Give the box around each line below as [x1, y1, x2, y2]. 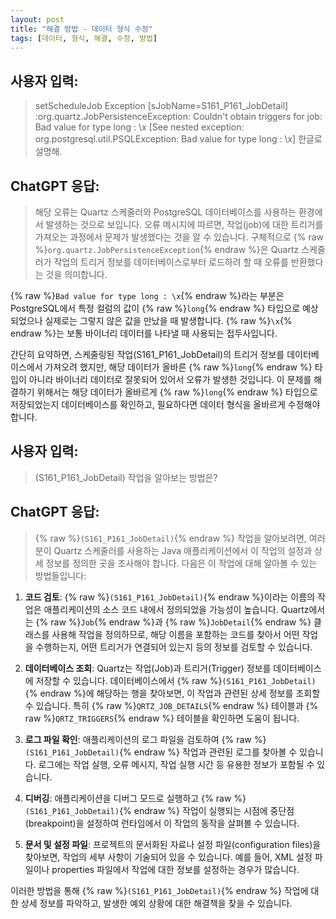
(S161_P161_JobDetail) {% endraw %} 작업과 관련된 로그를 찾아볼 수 [24, 746, 298, 758]
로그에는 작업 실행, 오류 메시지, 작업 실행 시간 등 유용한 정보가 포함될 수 [38, 758, 315, 770]
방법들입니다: [34, 569, 87, 581]
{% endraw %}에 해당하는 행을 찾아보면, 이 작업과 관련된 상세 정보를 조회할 [24, 687, 321, 699]
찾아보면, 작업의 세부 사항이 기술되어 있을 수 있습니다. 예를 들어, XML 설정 [24, 851, 313, 863]
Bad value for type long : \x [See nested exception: [34, 121, 245, 133]
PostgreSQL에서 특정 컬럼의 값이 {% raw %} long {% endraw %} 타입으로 [10, 302, 301, 314]
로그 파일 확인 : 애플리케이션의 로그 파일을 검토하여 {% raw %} [24, 733, 267, 745]
